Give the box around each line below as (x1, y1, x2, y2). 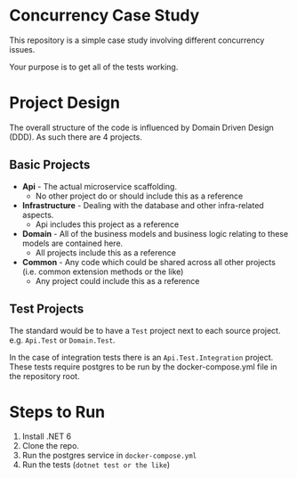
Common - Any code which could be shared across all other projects (21, 256, 276, 267)
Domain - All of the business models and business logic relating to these (21, 228, 289, 239)
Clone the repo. (21, 441, 80, 451)
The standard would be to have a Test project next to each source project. (9, 325, 281, 336)
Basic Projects (9, 158, 91, 173)
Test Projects (9, 302, 84, 317)
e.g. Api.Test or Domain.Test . (9, 335, 116, 345)
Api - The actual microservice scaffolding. (21, 181, 178, 191)
